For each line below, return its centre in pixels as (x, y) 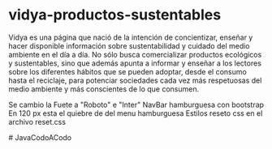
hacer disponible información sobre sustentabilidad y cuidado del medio (129, 45)
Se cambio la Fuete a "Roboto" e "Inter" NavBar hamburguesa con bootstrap (136, 104)
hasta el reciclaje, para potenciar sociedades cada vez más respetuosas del (135, 80)
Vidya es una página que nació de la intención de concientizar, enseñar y (131, 37)
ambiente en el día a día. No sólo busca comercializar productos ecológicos (135, 54)
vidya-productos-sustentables (115, 15)
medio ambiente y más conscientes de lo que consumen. (104, 89)
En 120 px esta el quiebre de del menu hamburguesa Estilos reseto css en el (136, 113)
